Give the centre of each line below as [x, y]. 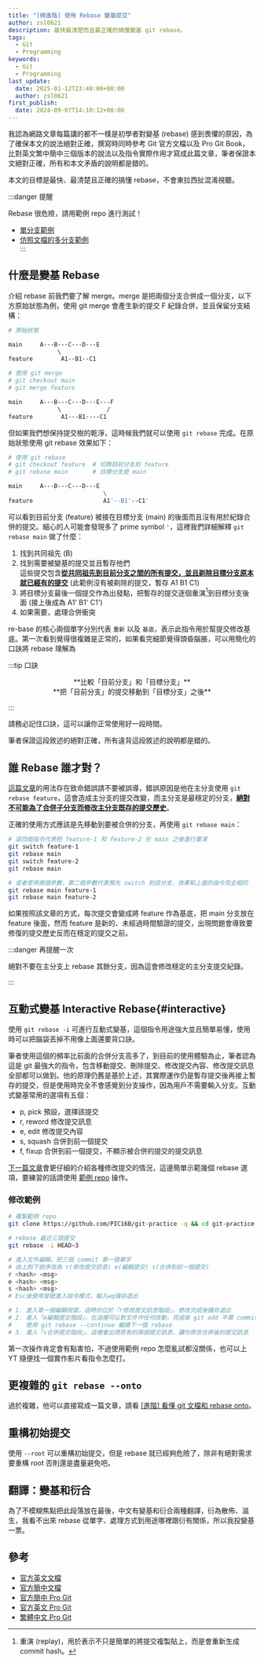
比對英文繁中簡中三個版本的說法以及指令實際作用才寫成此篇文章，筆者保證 [128, 153]
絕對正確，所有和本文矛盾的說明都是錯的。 [84, 163]
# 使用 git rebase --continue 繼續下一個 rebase [90, 1325]
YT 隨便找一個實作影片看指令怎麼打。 [69, 1358]
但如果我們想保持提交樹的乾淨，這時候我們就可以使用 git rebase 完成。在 [128, 432]
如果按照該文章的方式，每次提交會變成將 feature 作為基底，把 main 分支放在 [131, 913]
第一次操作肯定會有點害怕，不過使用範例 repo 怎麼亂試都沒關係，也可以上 [128, 1348]
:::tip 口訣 [23, 666]
